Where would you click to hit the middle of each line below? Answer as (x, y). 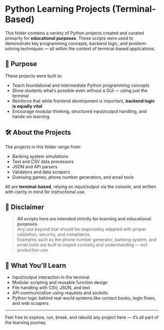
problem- (138, 43)
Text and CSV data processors (43, 161)
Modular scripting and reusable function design (60, 283)
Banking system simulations (40, 156)
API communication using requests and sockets (60, 293)
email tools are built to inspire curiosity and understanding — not (82, 245)
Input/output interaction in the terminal (51, 277)
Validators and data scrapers (41, 172)
